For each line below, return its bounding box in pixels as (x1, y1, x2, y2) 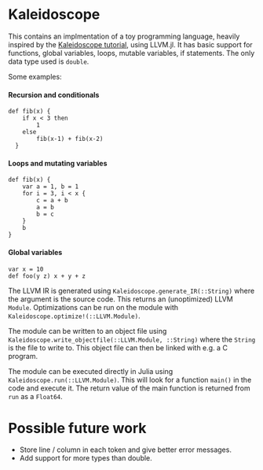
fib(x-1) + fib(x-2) (36, 135, 104, 143)
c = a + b (36, 197, 68, 205)
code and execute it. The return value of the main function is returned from (8, 383, 250, 393)
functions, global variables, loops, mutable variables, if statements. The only (8, 48, 255, 57)
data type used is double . (8, 57, 89, 66)
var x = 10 (8, 265, 44, 273)
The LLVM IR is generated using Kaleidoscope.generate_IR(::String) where (8, 286, 255, 295)
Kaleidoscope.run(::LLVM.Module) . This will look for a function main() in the (8, 375, 252, 384)
